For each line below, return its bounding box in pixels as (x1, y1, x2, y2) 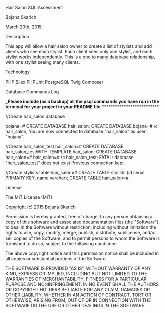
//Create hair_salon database (5, 113, 65, 119)
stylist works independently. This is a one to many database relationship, (5, 54, 155, 60)
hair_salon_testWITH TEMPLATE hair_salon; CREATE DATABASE (5, 149, 137, 155)
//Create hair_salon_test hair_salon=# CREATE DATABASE (5, 143, 124, 149)
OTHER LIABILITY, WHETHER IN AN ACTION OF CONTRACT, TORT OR (5, 292, 151, 298)
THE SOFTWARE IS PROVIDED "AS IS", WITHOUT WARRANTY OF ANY (5, 265, 151, 271)
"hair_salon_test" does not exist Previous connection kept (5, 160, 124, 166)
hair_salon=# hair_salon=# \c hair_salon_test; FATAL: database (5, 154, 134, 160)
